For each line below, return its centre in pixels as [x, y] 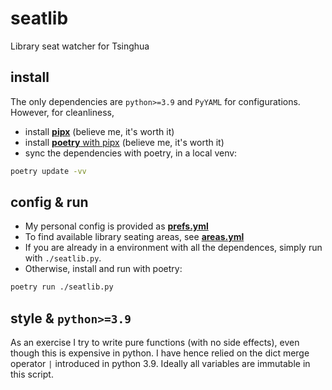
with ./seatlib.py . [63, 258]
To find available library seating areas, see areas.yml [134, 237]
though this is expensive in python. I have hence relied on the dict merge [160, 353]
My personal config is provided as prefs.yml [116, 226]
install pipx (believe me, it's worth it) [99, 131]
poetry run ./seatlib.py [62, 287]
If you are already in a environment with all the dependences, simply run [173, 248]
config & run [49, 202]
